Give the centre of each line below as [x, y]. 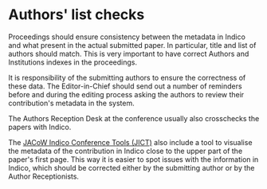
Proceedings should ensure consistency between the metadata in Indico [127, 37]
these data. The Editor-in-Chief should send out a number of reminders [125, 86]
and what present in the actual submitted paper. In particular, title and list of [132, 45]
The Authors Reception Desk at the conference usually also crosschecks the [134, 118]
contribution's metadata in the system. [71, 103]
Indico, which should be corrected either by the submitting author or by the [132, 167]
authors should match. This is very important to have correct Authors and [129, 53]
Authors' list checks [77, 15]
